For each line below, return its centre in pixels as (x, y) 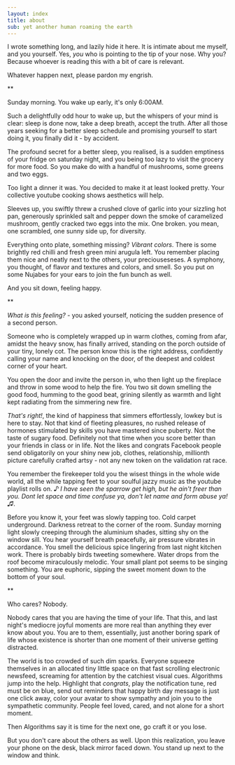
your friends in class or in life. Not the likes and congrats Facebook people (114, 445)
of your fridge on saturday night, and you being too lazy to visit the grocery (115, 159)
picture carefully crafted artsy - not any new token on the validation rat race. (117, 461)
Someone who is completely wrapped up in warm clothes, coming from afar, (117, 337)
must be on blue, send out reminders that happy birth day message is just (113, 691)
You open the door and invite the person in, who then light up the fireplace (114, 380)
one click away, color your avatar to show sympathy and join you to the (109, 698)
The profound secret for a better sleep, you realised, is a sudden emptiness (116, 152)
